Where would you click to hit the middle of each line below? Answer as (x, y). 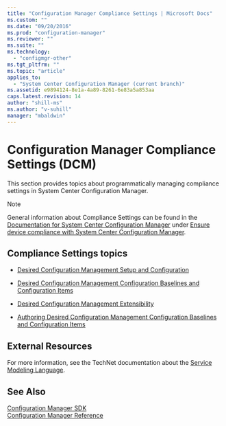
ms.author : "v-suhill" (39, 109)
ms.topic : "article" (37, 71)
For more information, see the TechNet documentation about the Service (110, 363)
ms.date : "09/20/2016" (39, 26)
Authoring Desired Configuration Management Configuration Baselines (117, 317)
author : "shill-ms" (35, 103)
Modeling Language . (36, 370)
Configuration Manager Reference (55, 415)
